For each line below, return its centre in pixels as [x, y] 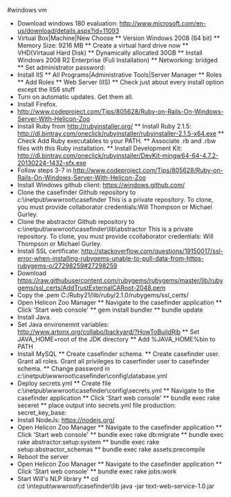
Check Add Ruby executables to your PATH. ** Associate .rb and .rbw [117, 141]
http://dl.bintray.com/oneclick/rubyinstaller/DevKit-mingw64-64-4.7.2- [118, 156]
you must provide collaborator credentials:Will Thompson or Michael [114, 207]
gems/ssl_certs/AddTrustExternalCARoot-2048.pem [91, 288]
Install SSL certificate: [48, 251]
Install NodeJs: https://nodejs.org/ [66, 420]
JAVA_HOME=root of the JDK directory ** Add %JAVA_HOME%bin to [116, 339]
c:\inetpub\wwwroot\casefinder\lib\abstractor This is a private [105, 229]
